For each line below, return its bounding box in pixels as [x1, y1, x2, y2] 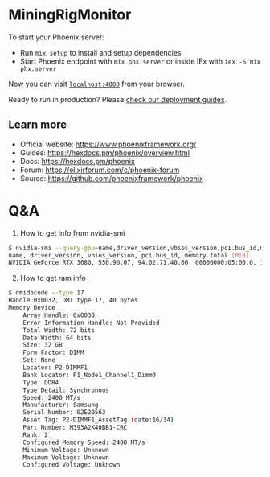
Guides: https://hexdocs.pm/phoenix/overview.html [19, 147, 190, 158]
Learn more [8, 118, 67, 132]
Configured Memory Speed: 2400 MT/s [22, 438, 146, 446]
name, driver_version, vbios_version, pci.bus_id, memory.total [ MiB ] [8, 251, 250, 259]
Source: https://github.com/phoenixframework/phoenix [19, 173, 203, 183]
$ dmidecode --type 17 [8, 289, 84, 297]
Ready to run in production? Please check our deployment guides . [8, 94, 227, 104]
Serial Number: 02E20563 [22, 409, 106, 417]
